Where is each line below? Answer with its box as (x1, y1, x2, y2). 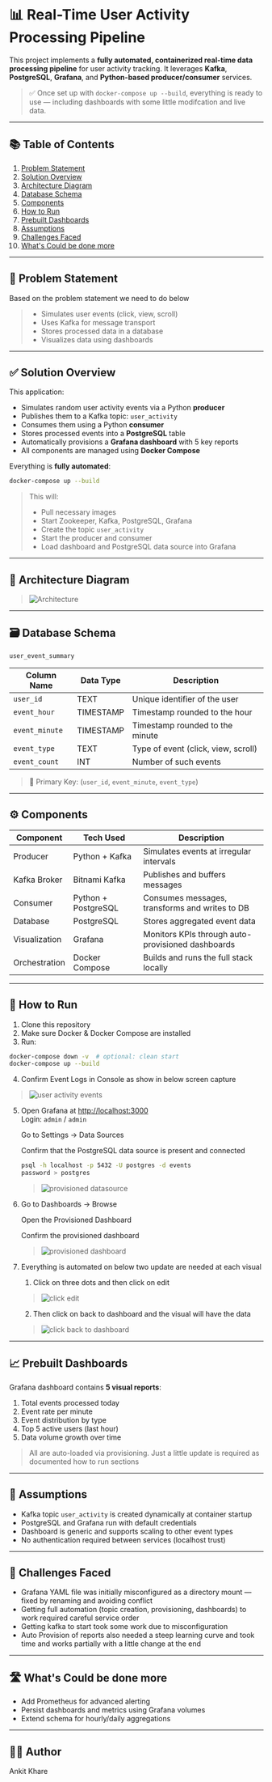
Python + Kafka (73, 851, 132, 862)
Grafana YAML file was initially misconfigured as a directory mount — (20, 1587, 253, 1597)
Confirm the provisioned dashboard (20, 1231, 140, 1240)
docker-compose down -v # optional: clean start (9, 1052, 180, 1060)
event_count (13, 757, 60, 766)
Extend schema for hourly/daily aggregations (20, 1714, 171, 1724)
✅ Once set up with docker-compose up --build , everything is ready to (28, 87, 263, 97)
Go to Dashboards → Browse (20, 1199, 118, 1209)
